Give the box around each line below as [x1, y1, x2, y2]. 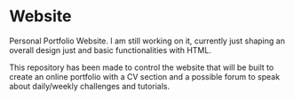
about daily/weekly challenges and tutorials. [9, 81, 171, 91]
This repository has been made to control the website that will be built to [9, 62, 274, 73]
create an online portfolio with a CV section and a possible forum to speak [9, 71, 281, 81]
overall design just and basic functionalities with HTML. [9, 44, 211, 55]
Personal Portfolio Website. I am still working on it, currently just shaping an [9, 35, 286, 46]
